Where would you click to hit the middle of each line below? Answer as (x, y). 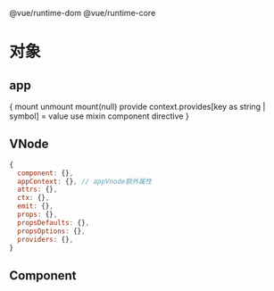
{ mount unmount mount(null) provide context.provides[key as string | (137, 107)
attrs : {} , (37, 190)
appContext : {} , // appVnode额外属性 (85, 181)
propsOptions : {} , (52, 231)
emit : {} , (35, 206)
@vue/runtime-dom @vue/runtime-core (83, 13)
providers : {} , (46, 239)
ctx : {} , (33, 198)
